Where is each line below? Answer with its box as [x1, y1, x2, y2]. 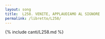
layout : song [5, 7, 31, 12]
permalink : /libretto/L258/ [5, 16, 62, 21]
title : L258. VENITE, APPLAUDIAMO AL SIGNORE [5, 12, 100, 16]
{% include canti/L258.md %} [5, 29, 64, 35]
